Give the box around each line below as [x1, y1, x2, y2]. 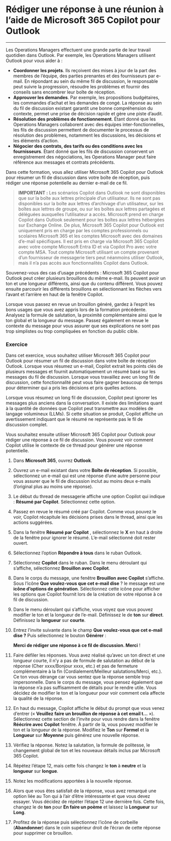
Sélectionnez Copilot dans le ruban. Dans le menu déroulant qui [13, 560, 147, 566]
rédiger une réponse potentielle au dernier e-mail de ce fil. [6, 179, 128, 186]
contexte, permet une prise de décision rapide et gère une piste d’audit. [13, 110, 163, 116]
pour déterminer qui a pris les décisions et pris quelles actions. [6, 385, 138, 391]
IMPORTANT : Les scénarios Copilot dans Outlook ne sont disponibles [18, 190, 165, 196]
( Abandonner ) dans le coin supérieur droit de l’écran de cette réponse [13, 825, 161, 831]
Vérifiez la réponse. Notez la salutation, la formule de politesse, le [13, 742, 150, 748]
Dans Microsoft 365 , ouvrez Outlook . [13, 457, 93, 463]
